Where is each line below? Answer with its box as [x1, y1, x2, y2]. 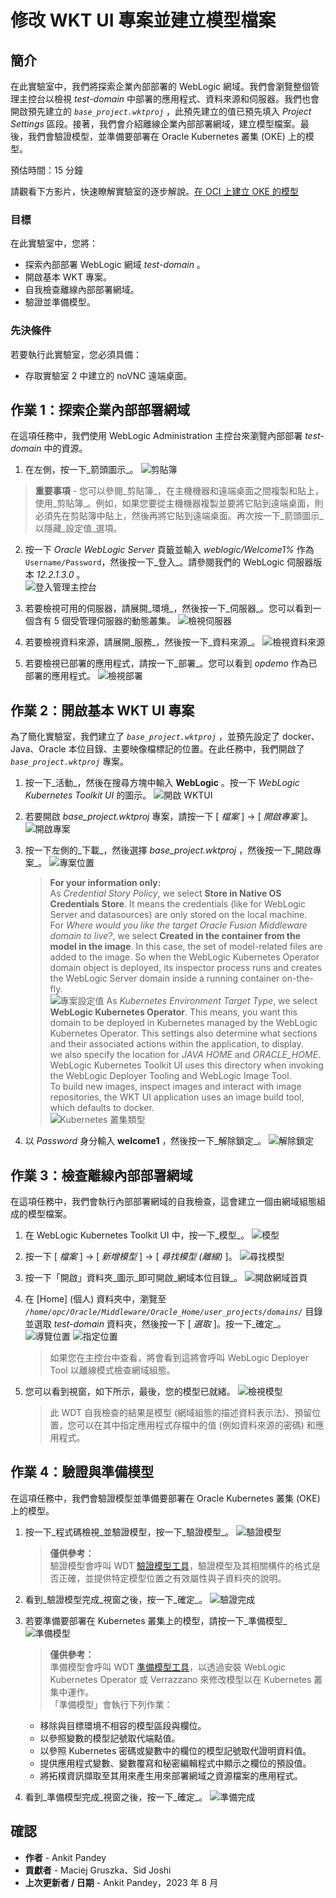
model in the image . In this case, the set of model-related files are [49, 941, 323, 953]
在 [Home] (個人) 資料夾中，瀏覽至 [24, 1293, 167, 1305]
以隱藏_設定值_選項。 [34, 522, 123, 535]
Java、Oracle [10, 743, 67, 755]
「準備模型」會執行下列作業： [49, 1698, 173, 1710]
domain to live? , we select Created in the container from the [49, 930, 302, 942]
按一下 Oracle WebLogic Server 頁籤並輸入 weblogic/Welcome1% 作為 [24, 544, 315, 556]
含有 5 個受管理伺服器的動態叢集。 [33, 615, 176, 627]
